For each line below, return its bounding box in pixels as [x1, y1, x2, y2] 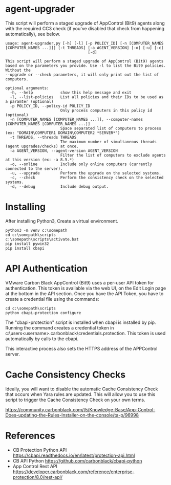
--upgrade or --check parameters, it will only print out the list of [5, 72, 159, 77]
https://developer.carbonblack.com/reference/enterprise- [12, 469, 135, 475]
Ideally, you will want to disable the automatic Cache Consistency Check [5, 386, 158, 392]
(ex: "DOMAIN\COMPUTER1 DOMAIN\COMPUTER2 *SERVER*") [5, 130, 120, 136]
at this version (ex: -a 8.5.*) [5, 157, 74, 162]
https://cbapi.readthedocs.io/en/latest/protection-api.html [12, 452, 135, 458]
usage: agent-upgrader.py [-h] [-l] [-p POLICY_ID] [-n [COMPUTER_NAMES [5, 40, 164, 46]
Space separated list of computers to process [60, 126, 161, 131]
